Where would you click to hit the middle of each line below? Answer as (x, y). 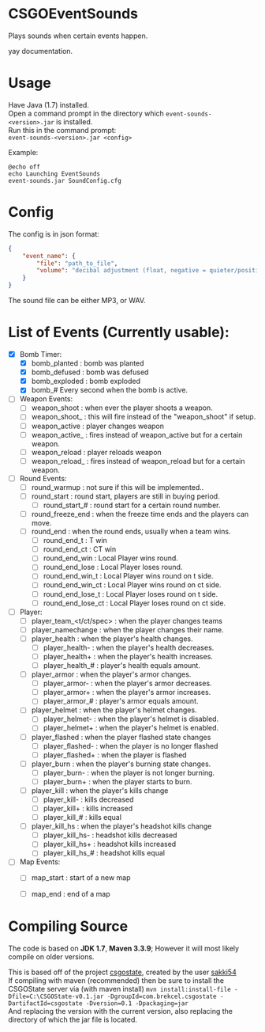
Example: (23, 152)
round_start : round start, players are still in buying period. (125, 496)
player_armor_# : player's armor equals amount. (121, 701)
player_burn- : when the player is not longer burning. (129, 772)
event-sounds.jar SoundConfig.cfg (65, 180)
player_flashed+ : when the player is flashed (115, 755)
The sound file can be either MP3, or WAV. (77, 301)
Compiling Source (68, 926)
